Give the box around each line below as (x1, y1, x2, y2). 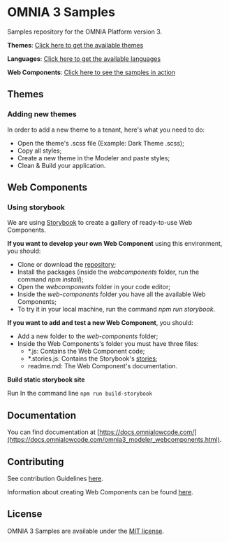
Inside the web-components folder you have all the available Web (17, 290, 206, 298)
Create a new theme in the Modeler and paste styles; (17, 153, 170, 162)
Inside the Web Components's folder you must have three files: (17, 340, 199, 348)
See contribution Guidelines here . (7, 474, 103, 482)
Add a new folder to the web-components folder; (17, 332, 158, 340)
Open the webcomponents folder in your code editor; (17, 283, 171, 291)
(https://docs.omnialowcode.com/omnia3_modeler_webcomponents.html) (7, 436, 220, 444)
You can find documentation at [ (7, 428, 100, 436)
